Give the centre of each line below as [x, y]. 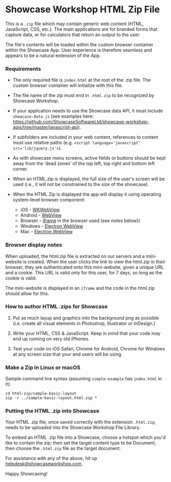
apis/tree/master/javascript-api [45, 127]
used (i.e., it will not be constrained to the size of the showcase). [81, 184]
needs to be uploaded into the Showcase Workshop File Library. [73, 428]
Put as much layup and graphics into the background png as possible [86, 318]
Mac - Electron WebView [47, 232]
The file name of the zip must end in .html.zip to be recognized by [83, 96]
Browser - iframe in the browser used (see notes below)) [80, 221]
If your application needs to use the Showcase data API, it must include [88, 111]
